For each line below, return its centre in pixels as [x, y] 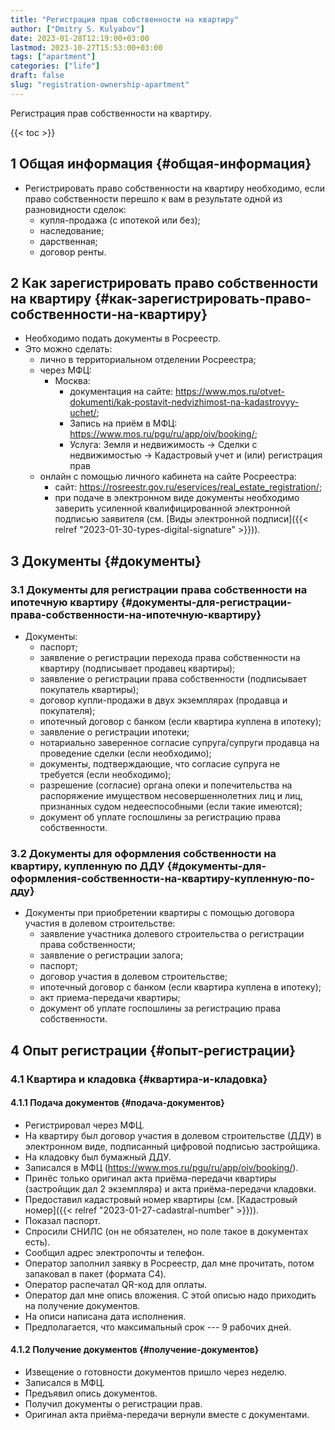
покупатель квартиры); [89, 690]
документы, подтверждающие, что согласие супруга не [160, 764]
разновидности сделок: [75, 209]
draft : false [37, 76]
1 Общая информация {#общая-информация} [161, 164]
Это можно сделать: [68, 349]
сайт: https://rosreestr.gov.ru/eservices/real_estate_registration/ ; [188, 487]
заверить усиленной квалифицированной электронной [172, 508]
